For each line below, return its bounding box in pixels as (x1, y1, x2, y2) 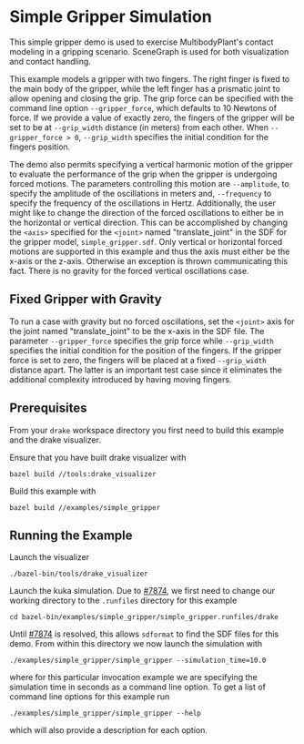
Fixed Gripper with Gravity (9, 291, 162, 307)
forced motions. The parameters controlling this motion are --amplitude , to (9, 178, 289, 189)
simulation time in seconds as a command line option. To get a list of (9, 681, 267, 693)
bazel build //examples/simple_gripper (9, 503, 161, 512)
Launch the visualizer (9, 552, 90, 563)
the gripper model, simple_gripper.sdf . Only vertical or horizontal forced (9, 236, 283, 247)
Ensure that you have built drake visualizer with (9, 452, 187, 463)
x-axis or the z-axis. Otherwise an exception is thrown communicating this (9, 255, 289, 266)
